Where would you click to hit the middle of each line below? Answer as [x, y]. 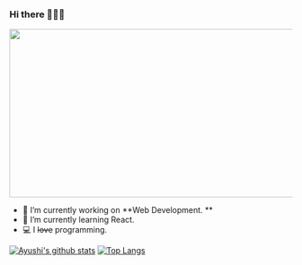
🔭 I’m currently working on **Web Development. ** [118, 210]
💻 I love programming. [65, 230]
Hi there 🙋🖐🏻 [37, 14]
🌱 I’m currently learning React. [78, 220]
